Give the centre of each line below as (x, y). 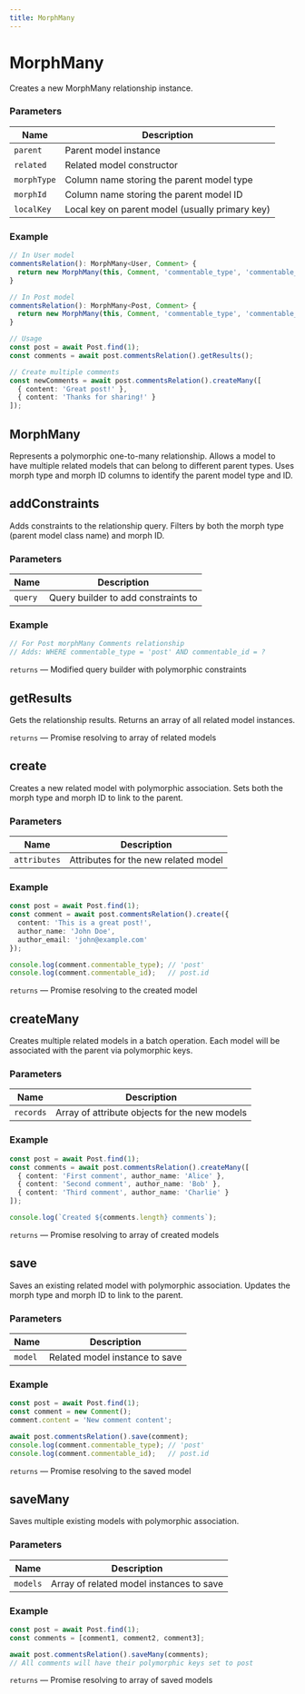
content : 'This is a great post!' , (85, 923)
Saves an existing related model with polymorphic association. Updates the (150, 1285)
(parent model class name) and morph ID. (87, 535)
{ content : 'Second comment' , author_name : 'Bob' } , (119, 1184)
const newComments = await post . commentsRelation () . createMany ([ (135, 381)
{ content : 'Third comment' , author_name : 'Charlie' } (123, 1193)
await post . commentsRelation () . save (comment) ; (99, 1436)
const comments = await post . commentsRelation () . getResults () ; (132, 355)
